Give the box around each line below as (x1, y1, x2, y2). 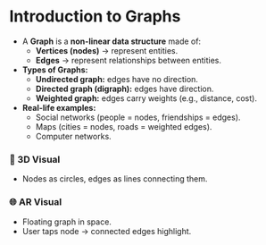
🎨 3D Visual (9, 153, 61, 165)
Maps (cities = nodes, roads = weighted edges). (35, 121, 212, 131)
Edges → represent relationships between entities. (35, 55, 221, 65)
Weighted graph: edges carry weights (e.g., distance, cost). (35, 92, 257, 104)
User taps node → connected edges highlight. (21, 225, 192, 236)
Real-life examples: (21, 102, 96, 113)
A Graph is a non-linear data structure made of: (21, 36, 202, 46)
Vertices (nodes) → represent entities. (35, 45, 179, 55)
